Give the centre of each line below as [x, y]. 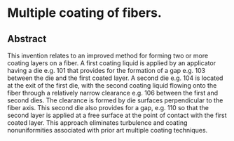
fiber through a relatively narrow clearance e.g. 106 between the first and [113, 93]
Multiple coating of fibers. [85, 13]
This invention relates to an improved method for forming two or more [108, 55]
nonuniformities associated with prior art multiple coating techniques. [108, 130]
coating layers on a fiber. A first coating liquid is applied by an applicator [111, 63]
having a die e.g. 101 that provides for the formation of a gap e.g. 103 [106, 70]
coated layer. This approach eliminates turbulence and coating [97, 123]
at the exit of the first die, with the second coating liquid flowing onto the [112, 85]
